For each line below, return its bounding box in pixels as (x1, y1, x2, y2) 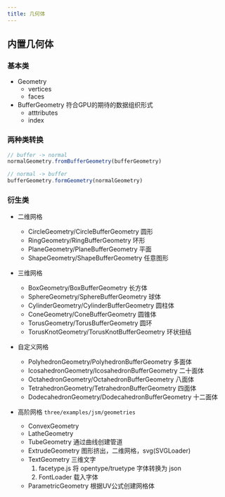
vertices (27, 85, 52, 94)
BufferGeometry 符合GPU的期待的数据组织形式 (17, 101, 153, 109)
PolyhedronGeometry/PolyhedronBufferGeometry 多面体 (27, 358, 192, 366)
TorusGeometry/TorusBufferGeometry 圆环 (27, 319, 153, 327)
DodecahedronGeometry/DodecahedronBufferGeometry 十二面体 (27, 393, 218, 401)
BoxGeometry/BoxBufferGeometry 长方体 (27, 284, 148, 292)
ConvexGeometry (27, 422, 79, 430)
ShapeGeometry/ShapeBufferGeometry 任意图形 (27, 254, 169, 263)
